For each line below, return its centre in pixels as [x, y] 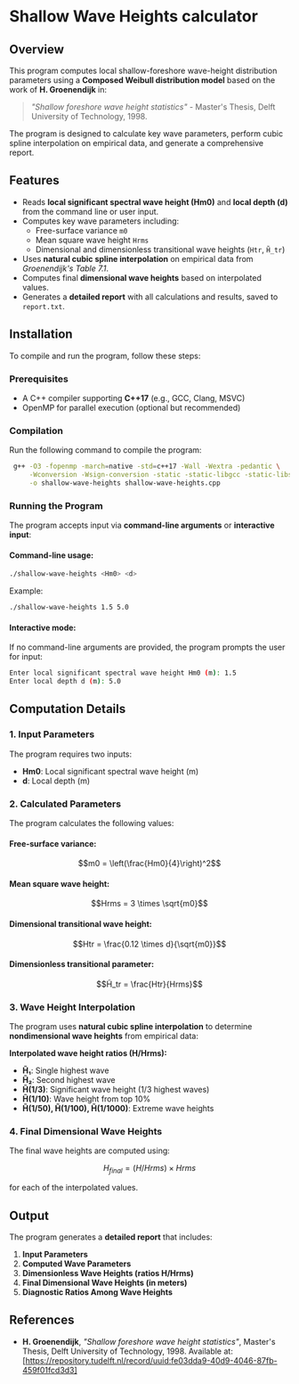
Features [34, 180]
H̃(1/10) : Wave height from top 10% [86, 1099]
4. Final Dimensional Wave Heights [86, 1132]
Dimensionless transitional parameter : [81, 964]
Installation [41, 335]
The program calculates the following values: [92, 823]
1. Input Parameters [52, 734]
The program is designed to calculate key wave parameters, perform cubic [146, 134]
